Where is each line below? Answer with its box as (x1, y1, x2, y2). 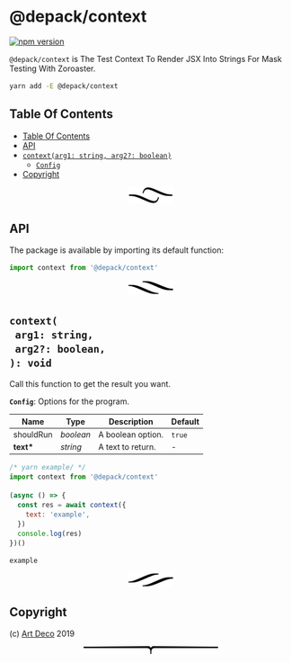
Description (108, 416, 154, 426)
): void (9, 356, 52, 370)
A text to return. (98, 442, 156, 452)
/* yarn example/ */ (9, 462, 87, 471)
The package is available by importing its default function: (9, 245, 225, 255)
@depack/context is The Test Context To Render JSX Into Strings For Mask (9, 53, 283, 64)
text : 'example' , (25, 510, 91, 519)
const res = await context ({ (17, 501, 127, 510)
